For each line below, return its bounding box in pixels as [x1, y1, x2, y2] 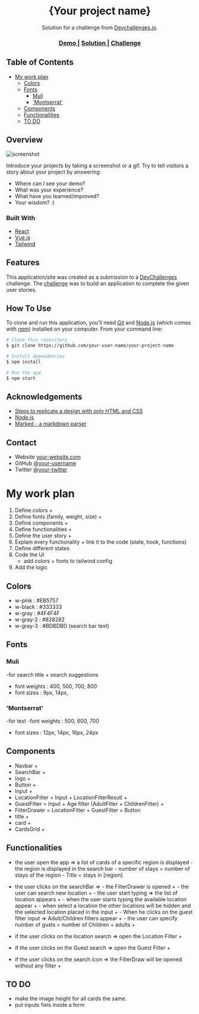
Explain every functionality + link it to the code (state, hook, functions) [14, 538, 187, 545]
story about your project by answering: [6, 168, 102, 175]
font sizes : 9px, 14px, [14, 689, 68, 696]
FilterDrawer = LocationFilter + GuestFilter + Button [14, 806, 141, 813]
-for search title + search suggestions [6, 671, 99, 678]
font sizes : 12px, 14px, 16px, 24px [14, 729, 99, 736]
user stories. [6, 286, 37, 293]
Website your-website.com [14, 454, 81, 461]
